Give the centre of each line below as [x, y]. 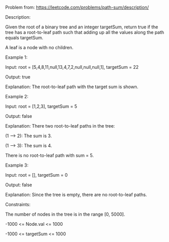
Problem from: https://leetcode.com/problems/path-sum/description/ [77, 7]
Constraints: [18, 204]
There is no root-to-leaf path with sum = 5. [50, 155]
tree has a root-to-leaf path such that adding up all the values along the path [85, 32]
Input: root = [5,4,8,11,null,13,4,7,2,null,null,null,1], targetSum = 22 [72, 67]
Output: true [18, 77]
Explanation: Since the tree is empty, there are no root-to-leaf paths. [76, 195]
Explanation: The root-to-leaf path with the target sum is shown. [72, 87]
